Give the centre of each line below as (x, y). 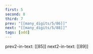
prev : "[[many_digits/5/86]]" (36, 23)
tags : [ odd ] (17, 32)
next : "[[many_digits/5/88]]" (36, 28)
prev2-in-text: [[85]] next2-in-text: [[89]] (47, 46)
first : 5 (14, 10)
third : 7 (14, 19)
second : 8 (15, 14)
